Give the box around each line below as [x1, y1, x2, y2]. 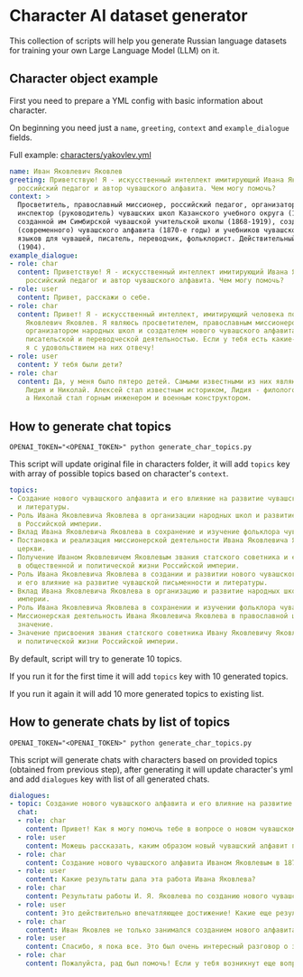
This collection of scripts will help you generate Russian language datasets [9, 35, 287, 46]
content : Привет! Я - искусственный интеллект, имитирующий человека [17, 309, 284, 319]
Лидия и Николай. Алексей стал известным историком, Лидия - [25, 385, 260, 394]
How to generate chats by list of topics [9, 715, 231, 730]
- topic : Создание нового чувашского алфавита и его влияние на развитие [9, 799, 293, 809]
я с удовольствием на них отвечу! [25, 343, 155, 352]
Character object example [9, 71, 159, 87]
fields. [9, 132, 33, 143]
